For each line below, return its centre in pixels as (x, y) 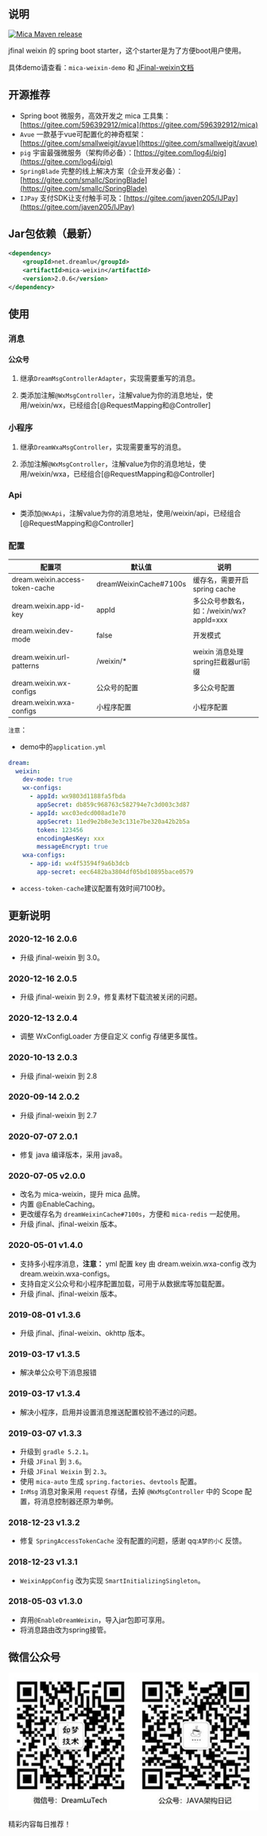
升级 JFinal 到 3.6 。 (53, 1461)
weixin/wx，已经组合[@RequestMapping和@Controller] (120, 406)
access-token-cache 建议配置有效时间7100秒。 (94, 888)
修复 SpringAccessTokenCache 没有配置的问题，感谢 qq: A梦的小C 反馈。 (133, 1541)
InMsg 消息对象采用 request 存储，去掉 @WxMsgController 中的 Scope (131, 1491)
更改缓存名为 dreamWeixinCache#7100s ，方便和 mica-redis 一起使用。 (132, 1214)
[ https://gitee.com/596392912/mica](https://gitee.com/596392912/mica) (139, 124)
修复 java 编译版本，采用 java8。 (73, 1155)
